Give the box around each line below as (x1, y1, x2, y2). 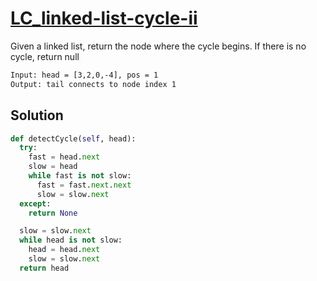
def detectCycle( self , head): (10, 133, 137, 144)
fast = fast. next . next (36, 180, 132, 190)
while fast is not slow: (28, 171, 132, 181)
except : (19, 198, 52, 209)
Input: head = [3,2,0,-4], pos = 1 (10, 70, 159, 80)
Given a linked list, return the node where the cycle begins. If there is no (10, 40, 307, 52)
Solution (10, 107, 64, 124)
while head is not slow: (19, 235, 123, 246)
